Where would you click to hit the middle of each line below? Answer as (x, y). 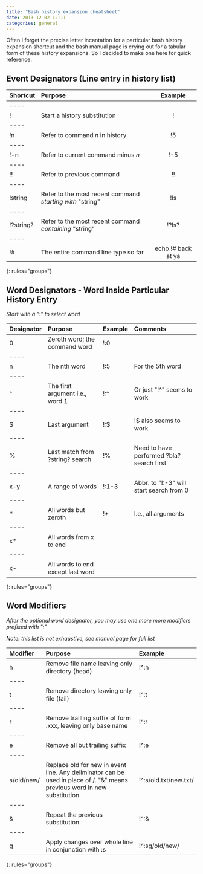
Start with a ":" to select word (43, 314)
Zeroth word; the (71, 339)
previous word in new (76, 788)
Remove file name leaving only (89, 664)
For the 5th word (157, 366)
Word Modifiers (36, 606)
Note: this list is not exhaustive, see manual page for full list (81, 638)
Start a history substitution (79, 115)
